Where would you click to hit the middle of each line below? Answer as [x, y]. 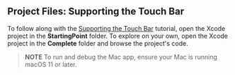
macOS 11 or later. [51, 64]
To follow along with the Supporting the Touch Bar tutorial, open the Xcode [116, 28]
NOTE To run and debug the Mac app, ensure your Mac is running [121, 57]
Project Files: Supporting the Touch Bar [96, 12]
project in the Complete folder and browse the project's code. [98, 43]
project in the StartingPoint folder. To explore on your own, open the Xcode [118, 36]
